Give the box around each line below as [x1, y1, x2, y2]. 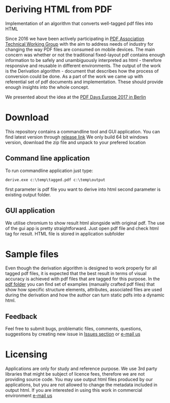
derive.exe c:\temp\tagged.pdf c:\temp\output [5, 177, 106, 182]
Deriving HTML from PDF [5, 4, 113, 15]
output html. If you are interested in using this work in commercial [5, 387, 143, 393]
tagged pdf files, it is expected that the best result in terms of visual [5, 271, 147, 277]
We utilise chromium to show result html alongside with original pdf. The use [5, 220, 165, 226]
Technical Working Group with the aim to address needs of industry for [5, 41, 154, 47]
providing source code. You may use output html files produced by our [5, 377, 153, 383]
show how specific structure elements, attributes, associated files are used [5, 287, 162, 293]
